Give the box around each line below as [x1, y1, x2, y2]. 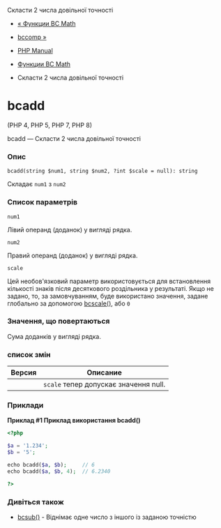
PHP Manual [17, 47, 54, 54]
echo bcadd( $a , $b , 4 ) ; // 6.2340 [7, 467, 111, 475]
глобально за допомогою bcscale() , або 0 [7, 299, 130, 308]
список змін [7, 349, 51, 359]
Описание [86, 368, 122, 377]
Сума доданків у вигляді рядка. [7, 332, 101, 340]
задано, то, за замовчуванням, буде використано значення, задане [7, 292, 208, 300]
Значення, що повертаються [7, 317, 110, 326]
